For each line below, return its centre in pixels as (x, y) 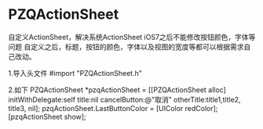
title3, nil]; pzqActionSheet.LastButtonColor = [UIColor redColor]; (113, 108)
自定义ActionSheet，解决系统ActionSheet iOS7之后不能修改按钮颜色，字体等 (132, 37)
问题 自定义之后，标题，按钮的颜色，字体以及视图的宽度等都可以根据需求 (126, 47)
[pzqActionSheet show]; (47, 116)
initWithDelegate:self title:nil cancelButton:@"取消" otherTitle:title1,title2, (124, 99)
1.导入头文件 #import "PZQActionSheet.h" (75, 73)
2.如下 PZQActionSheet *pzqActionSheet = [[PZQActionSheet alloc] (117, 90)
